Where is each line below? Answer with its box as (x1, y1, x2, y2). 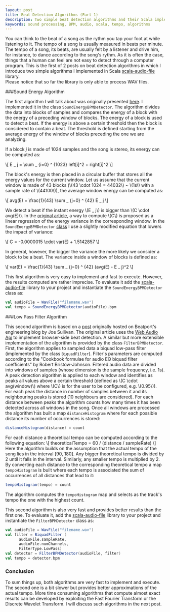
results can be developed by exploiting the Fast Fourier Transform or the (5, 596, 156, 602)
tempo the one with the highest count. (5, 497, 85, 503)
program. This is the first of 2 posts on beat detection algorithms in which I (5, 63, 161, 69)
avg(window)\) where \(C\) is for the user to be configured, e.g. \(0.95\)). (5, 383, 157, 389)
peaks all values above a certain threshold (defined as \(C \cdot (5, 377, 138, 384)
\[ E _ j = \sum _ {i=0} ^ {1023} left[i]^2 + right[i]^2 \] (5, 161, 113, 168)
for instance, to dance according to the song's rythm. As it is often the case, (5, 52, 164, 58)
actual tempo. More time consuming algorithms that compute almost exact (5, 590, 160, 596)
